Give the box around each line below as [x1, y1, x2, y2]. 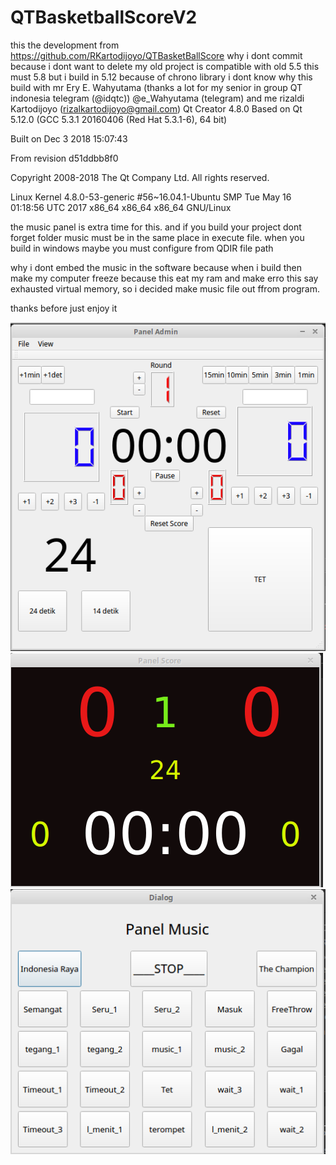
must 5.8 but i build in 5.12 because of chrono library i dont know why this [10, 71, 313, 83]
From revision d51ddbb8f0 [10, 152, 119, 164]
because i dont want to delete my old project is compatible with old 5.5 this [10, 60, 320, 72]
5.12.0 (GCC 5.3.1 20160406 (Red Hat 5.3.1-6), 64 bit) [10, 113, 228, 125]
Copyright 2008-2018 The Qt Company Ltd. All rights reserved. [10, 171, 270, 183]
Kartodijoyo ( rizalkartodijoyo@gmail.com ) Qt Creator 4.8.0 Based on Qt [10, 102, 303, 115]
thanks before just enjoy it [10, 302, 118, 314]
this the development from [10, 39, 120, 51]
